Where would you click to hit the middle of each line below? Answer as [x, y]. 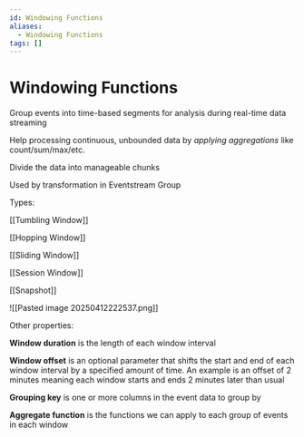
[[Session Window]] [46, 273]
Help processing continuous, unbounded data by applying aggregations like [152, 141]
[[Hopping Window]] [48, 238]
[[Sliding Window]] [44, 256]
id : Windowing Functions [56, 18]
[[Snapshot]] [33, 290]
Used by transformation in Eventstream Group [95, 185]
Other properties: [42, 325]
